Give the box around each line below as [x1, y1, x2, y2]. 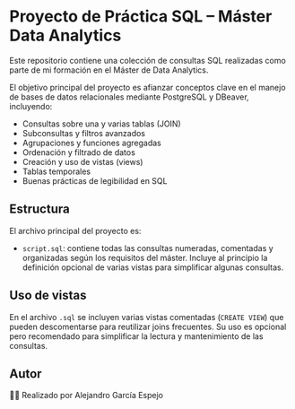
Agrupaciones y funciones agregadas [22, 137, 161, 148]
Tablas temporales [22, 166, 91, 177]
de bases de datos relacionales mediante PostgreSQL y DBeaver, [9, 91, 249, 102]
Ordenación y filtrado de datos [22, 146, 136, 158]
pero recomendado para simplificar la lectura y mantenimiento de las [9, 330, 264, 342]
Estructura [9, 202, 70, 217]
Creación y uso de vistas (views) [22, 156, 143, 167]
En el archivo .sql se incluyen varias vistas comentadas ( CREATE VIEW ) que [9, 311, 284, 322]
